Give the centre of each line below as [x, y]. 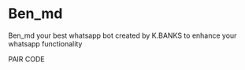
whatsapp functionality [45, 43]
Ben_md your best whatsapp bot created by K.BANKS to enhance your [122, 35]
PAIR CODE [26, 59]
